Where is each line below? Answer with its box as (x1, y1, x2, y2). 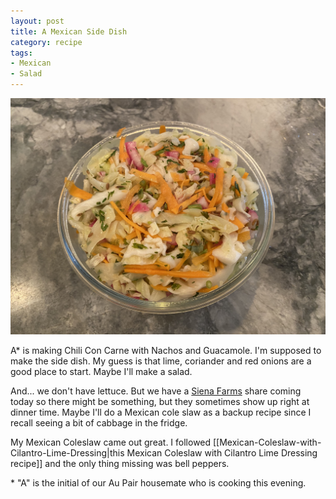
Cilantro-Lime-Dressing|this (10, 447, 125, 459)
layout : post (10, 16, 65, 26)
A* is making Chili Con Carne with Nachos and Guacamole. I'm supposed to (10, 345, 322, 356)
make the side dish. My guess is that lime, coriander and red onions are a (10, 355, 312, 367)
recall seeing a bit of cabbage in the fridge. (10, 417, 188, 429)
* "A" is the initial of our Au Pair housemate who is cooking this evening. (10, 477, 307, 489)
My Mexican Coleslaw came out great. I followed (10, 436, 212, 448)
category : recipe (10, 37, 83, 47)
